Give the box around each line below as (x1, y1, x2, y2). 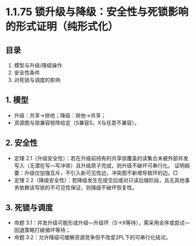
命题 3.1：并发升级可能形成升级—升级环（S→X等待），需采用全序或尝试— (13, 219, 190, 226)
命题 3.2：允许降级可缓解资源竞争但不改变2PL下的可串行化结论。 (13, 234, 171, 241)
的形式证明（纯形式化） (5, 20, 119, 33)
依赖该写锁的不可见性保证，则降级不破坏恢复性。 (19, 184, 137, 191)
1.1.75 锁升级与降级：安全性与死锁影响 (5, 5, 188, 19)
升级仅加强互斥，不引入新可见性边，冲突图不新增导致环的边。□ (24, 169, 178, 176)
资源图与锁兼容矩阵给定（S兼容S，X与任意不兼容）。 (13, 119, 140, 126)
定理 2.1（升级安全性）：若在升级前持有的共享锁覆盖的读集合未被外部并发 (13, 155, 188, 162)
